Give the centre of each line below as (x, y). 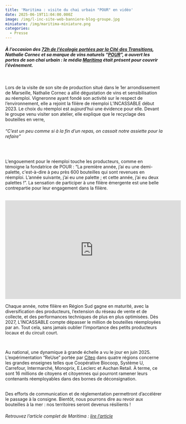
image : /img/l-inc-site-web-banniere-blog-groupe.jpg (63, 19)
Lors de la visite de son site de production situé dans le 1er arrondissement (83, 87)
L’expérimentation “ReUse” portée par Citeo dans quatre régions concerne (82, 358)
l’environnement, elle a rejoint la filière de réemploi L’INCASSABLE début (80, 103)
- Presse (19, 33)
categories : (18, 29)
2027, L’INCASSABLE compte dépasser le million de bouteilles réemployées (83, 322)
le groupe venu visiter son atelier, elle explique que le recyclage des (75, 114)
